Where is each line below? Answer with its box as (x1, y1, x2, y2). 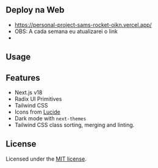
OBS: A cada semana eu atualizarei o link (14, 27, 118, 35)
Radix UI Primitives (14, 95, 62, 103)
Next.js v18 (14, 89, 43, 97)
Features (5, 73, 40, 83)
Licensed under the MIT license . (5, 155, 87, 163)
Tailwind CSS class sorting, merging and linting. (14, 122, 135, 129)
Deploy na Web (5, 5, 65, 15)
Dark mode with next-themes (14, 115, 87, 122)
